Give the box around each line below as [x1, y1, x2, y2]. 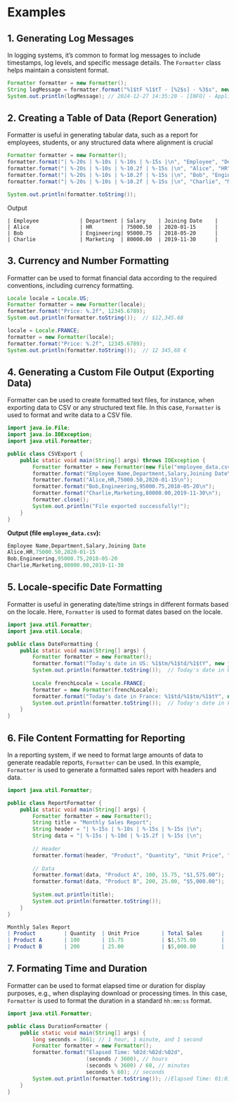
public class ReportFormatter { [7, 799, 102, 807]
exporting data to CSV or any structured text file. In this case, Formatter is [7, 403, 221, 412]
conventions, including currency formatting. [7, 281, 134, 290]
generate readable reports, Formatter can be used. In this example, [7, 758, 202, 767]
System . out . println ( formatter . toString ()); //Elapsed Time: [32, 1075, 212, 1082]
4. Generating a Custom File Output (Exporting [7, 366, 214, 378]
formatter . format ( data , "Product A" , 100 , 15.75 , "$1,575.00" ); [32, 872, 225, 879]
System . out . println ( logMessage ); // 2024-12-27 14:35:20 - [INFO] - [7, 92, 212, 99]
